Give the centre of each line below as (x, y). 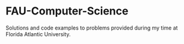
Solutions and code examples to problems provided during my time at (92, 28)
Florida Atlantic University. (38, 34)
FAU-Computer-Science (67, 11)
